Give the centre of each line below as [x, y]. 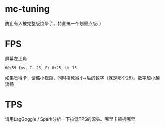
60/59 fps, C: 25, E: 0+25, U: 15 [41, 68]
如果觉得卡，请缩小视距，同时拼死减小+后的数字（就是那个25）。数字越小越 [83, 78]
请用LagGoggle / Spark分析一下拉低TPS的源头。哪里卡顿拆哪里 [70, 119]
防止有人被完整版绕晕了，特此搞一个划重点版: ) [53, 23]
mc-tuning [27, 9]
